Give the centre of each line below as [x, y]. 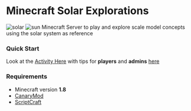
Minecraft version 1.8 [40, 89]
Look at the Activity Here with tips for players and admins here [83, 61]
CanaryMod [29, 96]
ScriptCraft [28, 102]
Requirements [27, 76]
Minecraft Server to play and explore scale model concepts [113, 27]
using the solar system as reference [50, 33]
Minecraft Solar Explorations [78, 11]
